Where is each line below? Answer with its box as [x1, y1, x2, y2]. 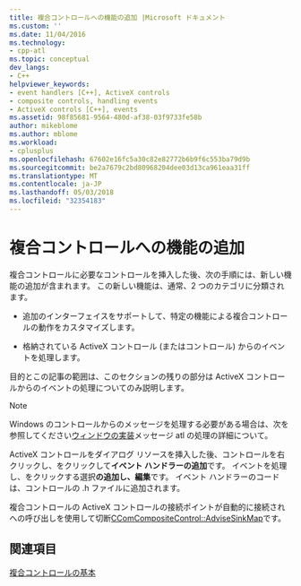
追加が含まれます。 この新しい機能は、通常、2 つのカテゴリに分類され [24, 280, 285, 291]
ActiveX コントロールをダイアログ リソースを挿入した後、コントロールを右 [9, 449, 285, 460]
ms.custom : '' [9, 22, 63, 30]
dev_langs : [9, 64, 50, 73]
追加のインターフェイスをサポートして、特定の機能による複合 [21, 310, 249, 321]
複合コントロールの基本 [9, 566, 96, 578]
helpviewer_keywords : [9, 80, 90, 89]
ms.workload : [9, 138, 58, 147]
